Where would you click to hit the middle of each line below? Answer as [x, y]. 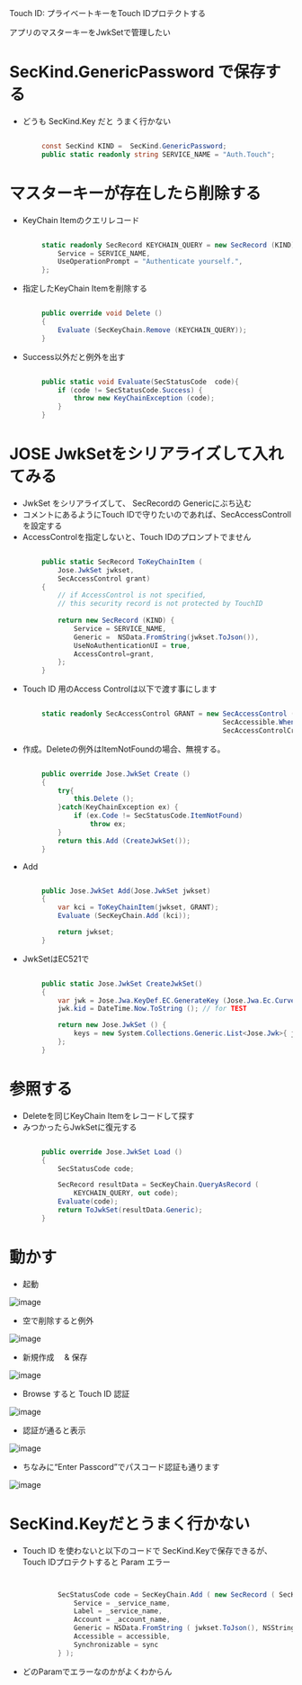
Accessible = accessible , [122, 1636]
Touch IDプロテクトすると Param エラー [96, 1562]
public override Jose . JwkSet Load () [112, 1152]
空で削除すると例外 [58, 1320]
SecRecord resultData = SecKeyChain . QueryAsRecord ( [158, 1185]
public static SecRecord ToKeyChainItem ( [122, 562]
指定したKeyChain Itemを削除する [85, 288]
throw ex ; [108, 824]
